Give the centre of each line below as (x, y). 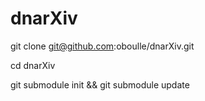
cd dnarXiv (33, 65)
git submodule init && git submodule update (100, 84)
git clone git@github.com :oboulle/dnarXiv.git (102, 46)
